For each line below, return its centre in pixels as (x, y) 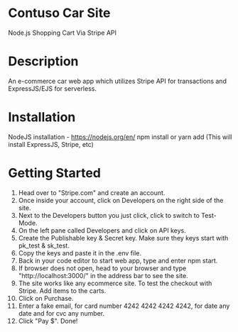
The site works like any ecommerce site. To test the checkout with (115, 283)
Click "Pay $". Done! (48, 321)
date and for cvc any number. (61, 313)
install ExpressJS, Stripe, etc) (51, 144)
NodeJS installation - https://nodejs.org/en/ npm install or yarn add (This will (120, 137)
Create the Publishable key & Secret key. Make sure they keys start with (123, 238)
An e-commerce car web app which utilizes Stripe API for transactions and (117, 81)
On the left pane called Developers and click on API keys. (102, 230)
